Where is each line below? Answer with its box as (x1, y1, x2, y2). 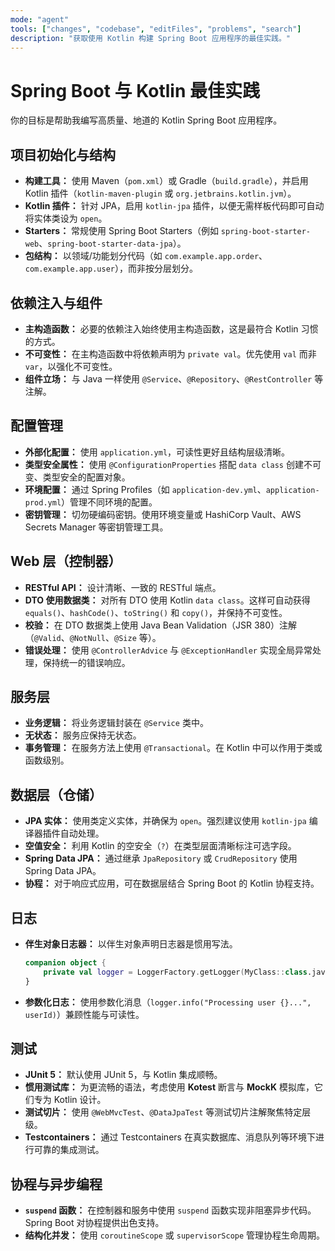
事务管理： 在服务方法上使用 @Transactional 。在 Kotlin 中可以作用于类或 (24, 742, 323, 754)
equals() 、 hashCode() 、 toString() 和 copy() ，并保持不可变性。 (24, 606, 288, 618)
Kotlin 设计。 (53, 1094, 107, 1106)
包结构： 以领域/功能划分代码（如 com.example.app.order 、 (24, 250, 268, 262)
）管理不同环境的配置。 (61, 496, 158, 508)
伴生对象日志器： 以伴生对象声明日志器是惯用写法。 (24, 938, 238, 950)
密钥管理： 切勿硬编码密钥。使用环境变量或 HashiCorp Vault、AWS (24, 508, 302, 520)
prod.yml (24, 497, 62, 508)
